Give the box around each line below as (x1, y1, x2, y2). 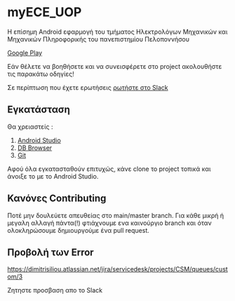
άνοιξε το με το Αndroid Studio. (7, 172, 99, 180)
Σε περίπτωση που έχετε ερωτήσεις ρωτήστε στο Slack (7, 83, 168, 91)
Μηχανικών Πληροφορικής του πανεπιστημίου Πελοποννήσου (7, 34, 189, 43)
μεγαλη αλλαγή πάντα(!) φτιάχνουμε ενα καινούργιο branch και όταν (7, 219, 212, 227)
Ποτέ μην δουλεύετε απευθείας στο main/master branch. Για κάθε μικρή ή (7, 211, 224, 219)
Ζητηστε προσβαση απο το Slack (7, 286, 103, 295)
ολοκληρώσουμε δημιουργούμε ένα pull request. (7, 226, 149, 234)
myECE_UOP (7, 4, 82, 20)
